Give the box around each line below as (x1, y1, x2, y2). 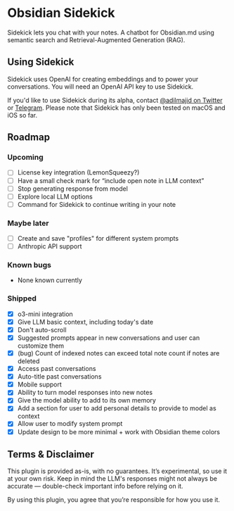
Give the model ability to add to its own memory (17, 396, 157, 405)
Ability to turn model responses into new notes (17, 389, 153, 397)
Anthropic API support (17, 242, 82, 251)
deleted (17, 357, 40, 365)
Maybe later (7, 218, 49, 228)
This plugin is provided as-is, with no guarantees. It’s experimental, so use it (7, 467, 227, 476)
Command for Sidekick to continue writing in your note (17, 200, 176, 208)
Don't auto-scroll (17, 325, 67, 334)
